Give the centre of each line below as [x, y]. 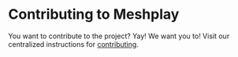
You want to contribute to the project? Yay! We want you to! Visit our [119, 36]
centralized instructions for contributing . [74, 44]
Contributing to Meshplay [94, 14]
